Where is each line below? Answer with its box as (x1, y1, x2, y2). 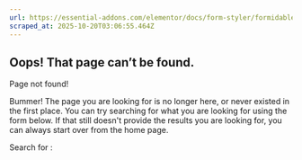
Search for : (9, 142, 53, 153)
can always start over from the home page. (9, 125, 169, 136)
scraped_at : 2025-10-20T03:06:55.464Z (9, 22, 155, 31)
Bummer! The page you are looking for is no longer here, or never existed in (9, 96, 290, 107)
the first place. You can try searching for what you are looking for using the (9, 105, 288, 117)
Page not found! (9, 78, 69, 90)
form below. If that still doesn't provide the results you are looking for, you (9, 115, 283, 126)
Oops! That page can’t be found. (9, 55, 195, 70)
